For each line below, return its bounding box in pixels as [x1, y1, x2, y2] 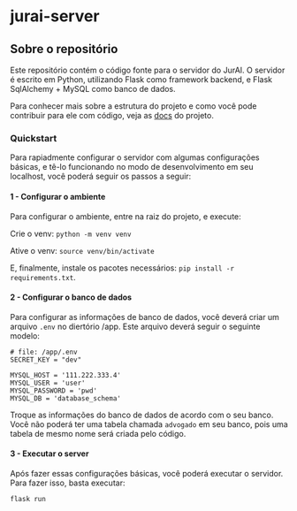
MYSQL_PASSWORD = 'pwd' [10, 386, 98, 395]
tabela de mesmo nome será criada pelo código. [10, 428, 187, 439]
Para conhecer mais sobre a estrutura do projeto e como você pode [10, 101, 257, 111]
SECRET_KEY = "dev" [10, 355, 82, 364]
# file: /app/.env [10, 347, 78, 356]
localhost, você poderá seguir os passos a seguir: [10, 171, 192, 182]
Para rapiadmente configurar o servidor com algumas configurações [10, 152, 260, 163]
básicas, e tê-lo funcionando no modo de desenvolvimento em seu [10, 162, 254, 172]
